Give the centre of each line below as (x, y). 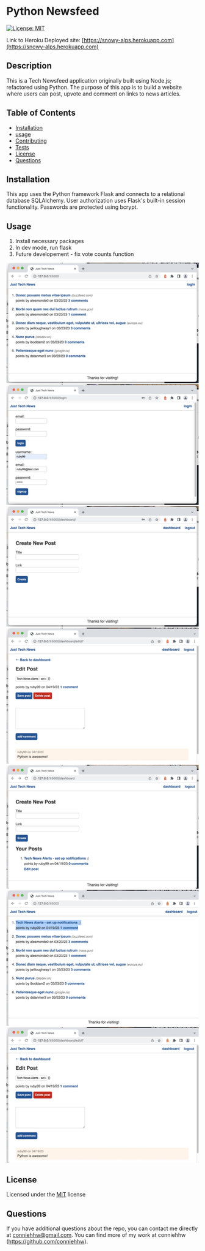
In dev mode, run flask (43, 248)
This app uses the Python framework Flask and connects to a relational (95, 194)
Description (29, 66)
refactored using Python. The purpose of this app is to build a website (94, 87)
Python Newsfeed (53, 11)
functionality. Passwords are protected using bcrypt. (72, 207)
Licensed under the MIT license (46, 1195)
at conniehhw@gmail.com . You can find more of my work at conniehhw (96, 1235)
